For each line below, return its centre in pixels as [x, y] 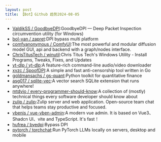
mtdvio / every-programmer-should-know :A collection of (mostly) [79, 91]
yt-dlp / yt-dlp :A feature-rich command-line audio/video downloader [82, 65]
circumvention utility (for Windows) [48, 34]
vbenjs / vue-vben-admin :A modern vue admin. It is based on [75, 113]
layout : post [18, 10]
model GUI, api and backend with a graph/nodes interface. [72, 49]
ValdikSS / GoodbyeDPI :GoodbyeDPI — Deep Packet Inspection [77, 28]
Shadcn [20, 119]
